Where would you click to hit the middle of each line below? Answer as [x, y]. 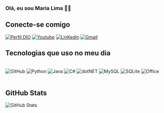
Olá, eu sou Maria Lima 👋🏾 [38, 8]
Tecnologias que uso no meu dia [58, 53]
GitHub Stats [26, 93]
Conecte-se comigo [38, 25]
